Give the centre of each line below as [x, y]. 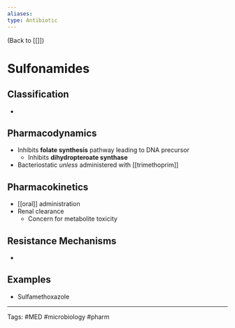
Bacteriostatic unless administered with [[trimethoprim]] [98, 165]
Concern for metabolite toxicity [72, 219]
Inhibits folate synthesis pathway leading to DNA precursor [104, 150]
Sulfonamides [48, 68]
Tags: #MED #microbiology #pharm [58, 317]
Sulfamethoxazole [43, 296]
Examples [29, 280]
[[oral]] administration [49, 204]
